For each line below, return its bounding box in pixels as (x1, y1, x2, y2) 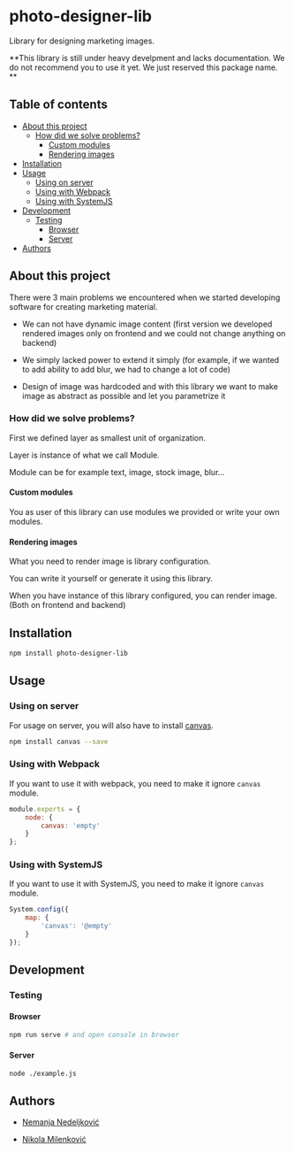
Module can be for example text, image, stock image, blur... (9, 466, 225, 477)
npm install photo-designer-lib (9, 649, 128, 658)
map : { (25, 913, 49, 922)
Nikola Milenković (21, 1134, 87, 1145)
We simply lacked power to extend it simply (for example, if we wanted (21, 354, 280, 365)
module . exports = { (9, 804, 81, 813)
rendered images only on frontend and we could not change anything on (21, 327, 286, 338)
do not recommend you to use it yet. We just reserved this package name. (9, 62, 278, 73)
